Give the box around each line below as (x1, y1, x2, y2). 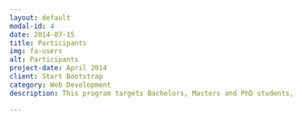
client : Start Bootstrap (9, 72, 103, 81)
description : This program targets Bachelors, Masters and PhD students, (9, 88, 295, 97)
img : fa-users (9, 47, 63, 56)
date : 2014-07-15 (9, 30, 75, 39)
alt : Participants (9, 55, 79, 64)
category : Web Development (9, 80, 112, 89)
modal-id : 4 (9, 22, 54, 31)
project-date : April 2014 (9, 64, 107, 73)
